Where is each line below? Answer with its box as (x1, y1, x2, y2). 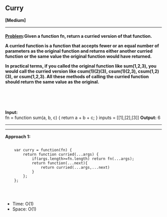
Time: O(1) (12, 201, 34, 207)
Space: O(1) (12, 206, 37, 212)
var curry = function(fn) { (14, 148, 72, 153)
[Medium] (5, 17, 26, 23)
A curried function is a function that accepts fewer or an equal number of (5, 43, 159, 49)
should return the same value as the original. (5, 79, 99, 85)
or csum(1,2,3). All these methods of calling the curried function (13, 74, 149, 80)
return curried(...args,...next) (40, 165, 110, 170)
